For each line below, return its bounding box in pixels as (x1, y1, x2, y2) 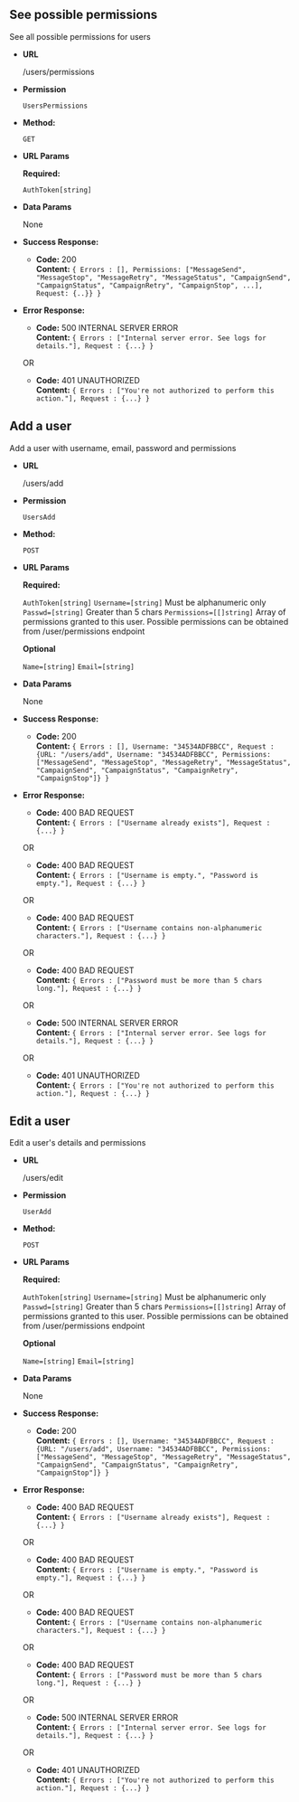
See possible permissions (9, 7, 158, 23)
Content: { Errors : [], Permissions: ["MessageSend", (35, 263, 247, 274)
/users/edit (22, 1173, 64, 1184)
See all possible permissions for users (9, 31, 151, 42)
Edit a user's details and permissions (9, 1137, 146, 1148)
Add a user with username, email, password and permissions (9, 442, 237, 453)
